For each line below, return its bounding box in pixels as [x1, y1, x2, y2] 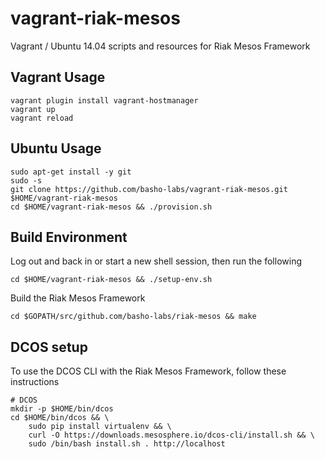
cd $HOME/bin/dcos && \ [10, 413, 110, 423]
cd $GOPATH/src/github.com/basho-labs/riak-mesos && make [10, 312, 257, 322]
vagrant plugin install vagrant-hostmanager [10, 95, 199, 106]
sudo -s [10, 175, 43, 186]
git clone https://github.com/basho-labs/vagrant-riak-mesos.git [10, 184, 288, 194]
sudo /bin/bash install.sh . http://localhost [28, 439, 226, 449]
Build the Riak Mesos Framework [10, 292, 146, 304]
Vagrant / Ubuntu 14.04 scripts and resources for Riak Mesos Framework [10, 40, 311, 52]
